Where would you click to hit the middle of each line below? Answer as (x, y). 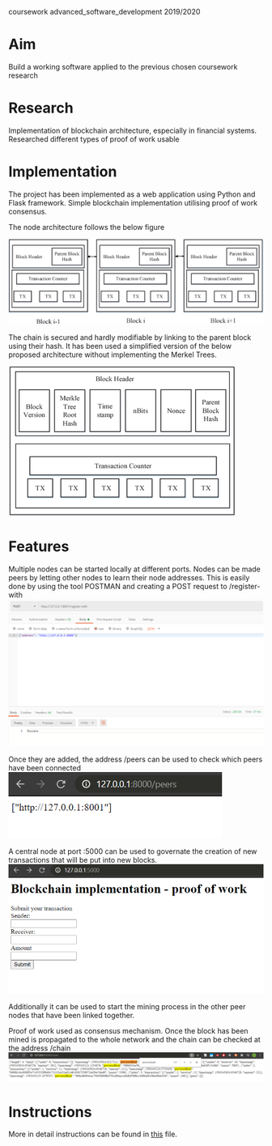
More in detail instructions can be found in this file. (93, 1134)
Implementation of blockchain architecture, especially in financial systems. (133, 130)
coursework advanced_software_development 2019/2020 (104, 12)
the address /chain (40, 1048)
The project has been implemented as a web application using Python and (132, 194)
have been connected (45, 767)
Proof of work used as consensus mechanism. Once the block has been (128, 1031)
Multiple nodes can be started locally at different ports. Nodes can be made (134, 569)
